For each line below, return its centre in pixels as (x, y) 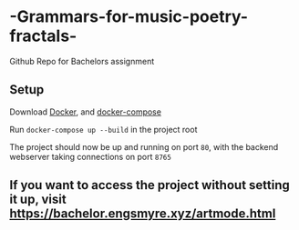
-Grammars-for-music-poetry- (129, 17)
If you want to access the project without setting (149, 185)
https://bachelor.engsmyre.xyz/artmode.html (143, 214)
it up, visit (38, 200)
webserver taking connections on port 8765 (90, 156)
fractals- (43, 36)
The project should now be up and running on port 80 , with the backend (144, 146)
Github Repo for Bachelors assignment (82, 61)
